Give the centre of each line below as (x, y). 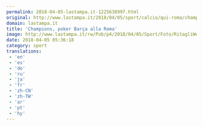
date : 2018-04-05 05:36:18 (40, 40)
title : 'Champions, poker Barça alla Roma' (62, 29)
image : (14, 35)
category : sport (27, 46)
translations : (24, 51)
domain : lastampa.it (32, 23)
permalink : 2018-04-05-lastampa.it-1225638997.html (72, 12)
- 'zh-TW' (21, 96)
